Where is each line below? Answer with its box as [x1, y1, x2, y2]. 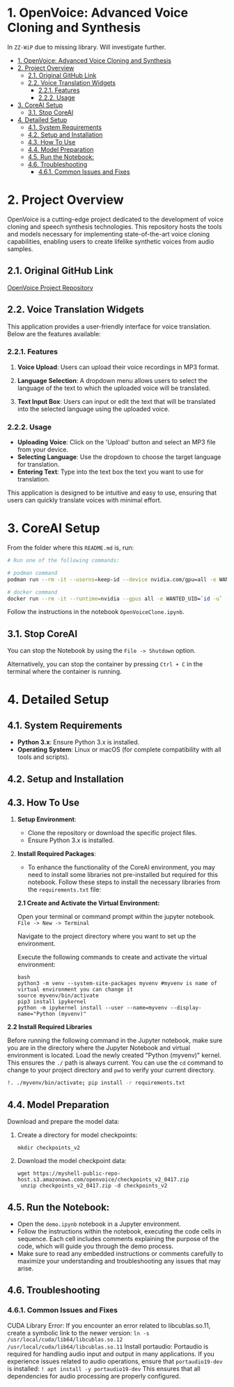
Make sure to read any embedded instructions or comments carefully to [17, 1249, 224, 1257]
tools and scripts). [17, 753, 70, 761]
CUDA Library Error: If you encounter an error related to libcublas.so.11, [7, 1321, 211, 1330]
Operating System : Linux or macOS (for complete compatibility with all [17, 745, 221, 754]
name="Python [17, 1010, 56, 1018]
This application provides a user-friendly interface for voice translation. [7, 322, 212, 331]
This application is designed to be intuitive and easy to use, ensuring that [7, 488, 217, 497]
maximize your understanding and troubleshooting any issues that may [17, 1257, 221, 1265]
